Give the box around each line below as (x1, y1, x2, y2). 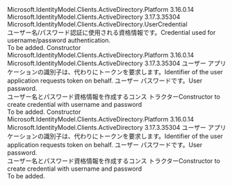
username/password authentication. (7, 36, 111, 44)
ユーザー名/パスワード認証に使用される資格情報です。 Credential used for (7, 28, 216, 36)
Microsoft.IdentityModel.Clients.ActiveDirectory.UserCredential (7, 20, 188, 28)
